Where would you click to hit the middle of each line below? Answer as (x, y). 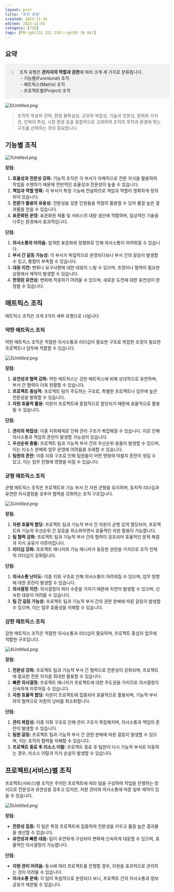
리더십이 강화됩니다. (37, 555)
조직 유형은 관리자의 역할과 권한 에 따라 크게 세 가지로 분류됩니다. (81, 72)
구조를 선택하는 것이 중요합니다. (47, 128)
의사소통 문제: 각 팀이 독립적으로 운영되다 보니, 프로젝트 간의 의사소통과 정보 (86, 879)
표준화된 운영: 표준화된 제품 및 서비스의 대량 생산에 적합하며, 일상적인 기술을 (86, 215)
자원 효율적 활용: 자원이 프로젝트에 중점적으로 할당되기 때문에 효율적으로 (81, 403)
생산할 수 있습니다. (35, 833)
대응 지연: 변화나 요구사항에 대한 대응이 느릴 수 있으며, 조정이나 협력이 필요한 (86, 267)
